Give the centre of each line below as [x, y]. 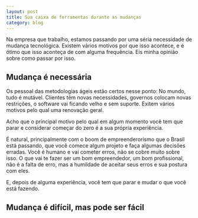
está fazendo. [23, 189]
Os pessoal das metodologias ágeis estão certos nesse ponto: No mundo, [96, 91]
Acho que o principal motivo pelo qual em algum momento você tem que [95, 121]
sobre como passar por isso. [41, 58]
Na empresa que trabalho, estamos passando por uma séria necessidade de [99, 40]
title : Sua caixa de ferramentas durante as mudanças [74, 17]
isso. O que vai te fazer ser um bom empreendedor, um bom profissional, [95, 158]
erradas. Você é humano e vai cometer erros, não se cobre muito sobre [93, 152]
